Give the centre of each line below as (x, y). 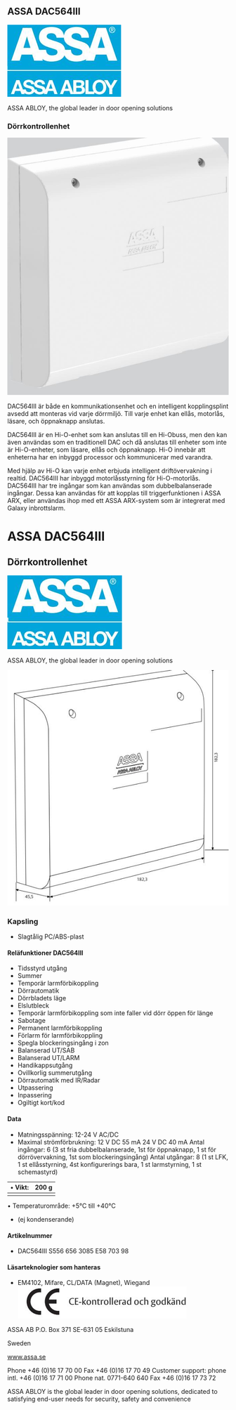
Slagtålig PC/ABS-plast (51, 936)
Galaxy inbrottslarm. (37, 508)
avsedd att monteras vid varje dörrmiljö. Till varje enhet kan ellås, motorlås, (116, 413)
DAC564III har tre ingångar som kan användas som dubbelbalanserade (110, 485)
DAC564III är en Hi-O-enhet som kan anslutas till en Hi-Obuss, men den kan (117, 434)
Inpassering (34, 1095)
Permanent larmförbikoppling (60, 1028)
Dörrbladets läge (42, 998)
